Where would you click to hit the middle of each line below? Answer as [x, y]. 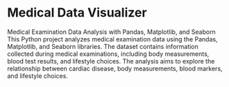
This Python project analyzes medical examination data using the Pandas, [112, 39]
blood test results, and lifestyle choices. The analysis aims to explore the [111, 61]
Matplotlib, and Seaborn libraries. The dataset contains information [103, 46]
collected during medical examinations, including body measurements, [108, 54]
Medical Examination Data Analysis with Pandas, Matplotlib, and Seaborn [112, 32]
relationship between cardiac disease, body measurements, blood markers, [115, 68]
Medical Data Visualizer [77, 13]
